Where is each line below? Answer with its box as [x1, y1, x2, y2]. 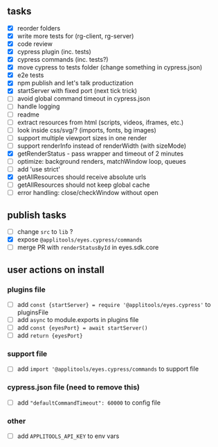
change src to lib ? [17, 228, 73, 235]
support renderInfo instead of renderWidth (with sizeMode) [17, 142, 187, 150]
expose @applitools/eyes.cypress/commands [17, 235, 143, 244]
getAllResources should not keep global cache [17, 180, 150, 189]
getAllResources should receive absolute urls [17, 173, 147, 181]
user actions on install [7, 264, 105, 276]
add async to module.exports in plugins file [17, 315, 139, 323]
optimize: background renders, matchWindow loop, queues [17, 157, 187, 165]
